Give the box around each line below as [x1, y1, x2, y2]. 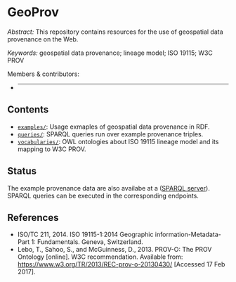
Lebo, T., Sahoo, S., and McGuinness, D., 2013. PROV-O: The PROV [17, 245, 212, 254]
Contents [7, 103, 49, 116]
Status [7, 165, 37, 177]
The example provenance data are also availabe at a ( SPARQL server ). [7, 184, 211, 192]
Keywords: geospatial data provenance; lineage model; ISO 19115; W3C [7, 49, 213, 57]
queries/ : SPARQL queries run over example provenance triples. [17, 129, 204, 138]
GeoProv [7, 4, 60, 20]
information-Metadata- [155, 230, 221, 239]
